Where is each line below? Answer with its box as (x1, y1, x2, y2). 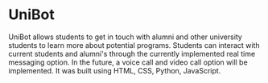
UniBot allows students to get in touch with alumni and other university (8, 32, 243, 41)
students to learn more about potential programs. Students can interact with (8, 40, 260, 49)
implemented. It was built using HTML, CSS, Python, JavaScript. (8, 65, 221, 75)
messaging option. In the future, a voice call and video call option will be (8, 57, 248, 67)
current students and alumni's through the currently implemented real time (8, 49, 256, 58)
